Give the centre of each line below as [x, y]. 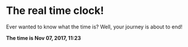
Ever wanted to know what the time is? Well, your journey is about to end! [94, 27]
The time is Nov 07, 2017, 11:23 [43, 38]
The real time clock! [55, 11]
